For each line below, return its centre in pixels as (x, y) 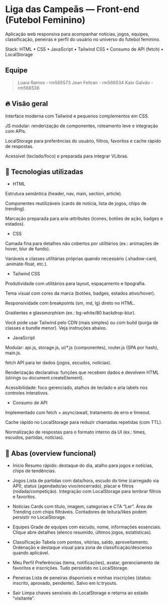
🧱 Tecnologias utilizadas (44, 172)
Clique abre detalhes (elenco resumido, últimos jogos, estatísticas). (82, 532)
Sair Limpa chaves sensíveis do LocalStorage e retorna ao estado (80, 593)
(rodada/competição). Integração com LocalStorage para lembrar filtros (87, 491)
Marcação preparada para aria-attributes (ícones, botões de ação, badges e (84, 218)
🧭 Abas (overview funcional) (51, 453)
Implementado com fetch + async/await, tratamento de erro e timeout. (78, 413)
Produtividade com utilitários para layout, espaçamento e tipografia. (75, 284)
